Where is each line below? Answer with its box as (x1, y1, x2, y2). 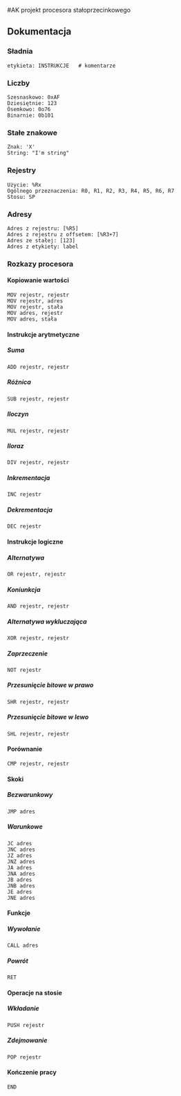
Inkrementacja (7, 474, 50, 482)
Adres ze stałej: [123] (7, 237, 76, 244)
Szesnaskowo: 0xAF (7, 93, 60, 101)
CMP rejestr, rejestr (7, 760, 70, 767)
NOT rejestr (7, 666, 41, 673)
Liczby (7, 78, 30, 88)
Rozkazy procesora (7, 259, 74, 269)
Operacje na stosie (7, 988, 62, 997)
